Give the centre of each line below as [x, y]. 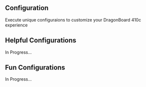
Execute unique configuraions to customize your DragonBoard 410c [73, 20]
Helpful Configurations [41, 40]
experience [16, 25]
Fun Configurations [35, 68]
